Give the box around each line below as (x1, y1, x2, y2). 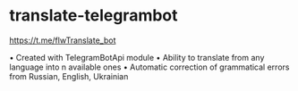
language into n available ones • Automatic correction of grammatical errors (9, 62, 290, 72)
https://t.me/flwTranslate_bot (9, 35, 116, 45)
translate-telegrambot (9, 5, 178, 26)
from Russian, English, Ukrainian (9, 70, 129, 81)
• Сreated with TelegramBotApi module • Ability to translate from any (9, 52, 265, 62)
